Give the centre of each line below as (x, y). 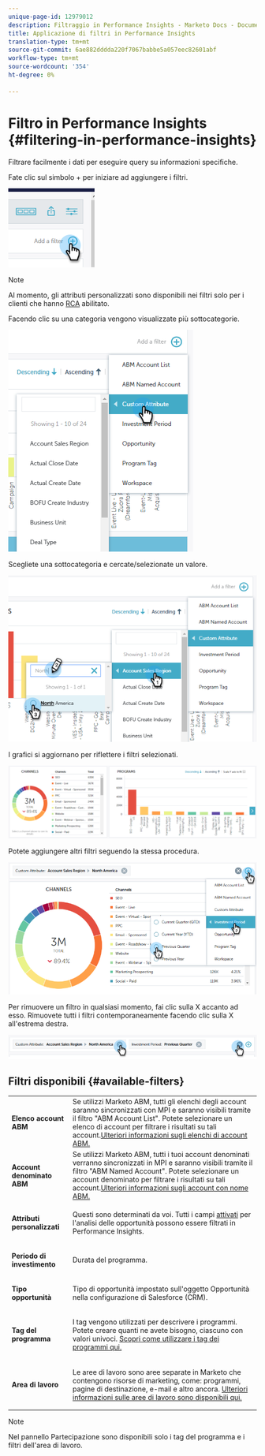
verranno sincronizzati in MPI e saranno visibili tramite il (162, 1163)
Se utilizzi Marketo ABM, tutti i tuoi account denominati (161, 1155)
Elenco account (38, 1118)
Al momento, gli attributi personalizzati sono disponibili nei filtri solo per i (126, 295)
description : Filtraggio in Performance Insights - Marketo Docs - (121, 25)
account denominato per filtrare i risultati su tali (149, 1180)
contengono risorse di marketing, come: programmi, (157, 1380)
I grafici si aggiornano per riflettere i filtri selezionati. (93, 755)
